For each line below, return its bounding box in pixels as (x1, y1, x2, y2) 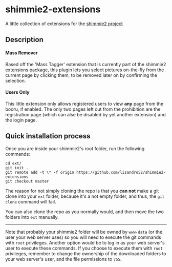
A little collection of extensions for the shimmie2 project (5, 20, 123, 27)
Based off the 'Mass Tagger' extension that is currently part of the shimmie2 (5, 61, 166, 67)
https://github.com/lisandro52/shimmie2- (76, 170, 166, 175)
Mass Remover (5, 50, 38, 56)
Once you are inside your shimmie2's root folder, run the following (5, 145, 145, 152)
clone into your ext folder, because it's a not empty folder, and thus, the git (5, 193, 165, 199)
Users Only (5, 89, 30, 95)
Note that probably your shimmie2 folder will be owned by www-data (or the (5, 229, 163, 235)
